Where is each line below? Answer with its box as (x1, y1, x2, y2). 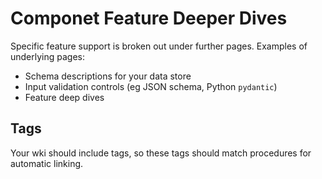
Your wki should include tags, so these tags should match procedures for (10, 147, 312, 159)
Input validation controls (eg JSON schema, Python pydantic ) (24, 80, 278, 92)
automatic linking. (10, 157, 84, 169)
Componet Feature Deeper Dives (10, 7, 288, 30)
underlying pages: (10, 50, 86, 62)
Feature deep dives (24, 91, 105, 103)
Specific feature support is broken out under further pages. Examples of (10, 40, 308, 52)
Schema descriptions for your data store (24, 70, 192, 82)
